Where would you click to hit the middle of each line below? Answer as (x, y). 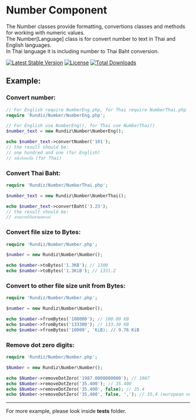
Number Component (57, 10)
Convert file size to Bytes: (43, 232)
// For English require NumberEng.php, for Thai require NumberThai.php (96, 110)
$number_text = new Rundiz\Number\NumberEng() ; (65, 131)
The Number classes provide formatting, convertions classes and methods (96, 26)
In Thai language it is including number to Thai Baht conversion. (83, 51)
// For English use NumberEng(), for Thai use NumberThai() (81, 126)
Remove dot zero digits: (40, 345)
